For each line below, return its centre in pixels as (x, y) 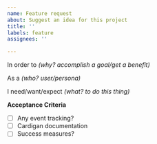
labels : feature (30, 33)
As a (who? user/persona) (44, 78)
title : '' (21, 26)
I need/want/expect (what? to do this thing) (69, 92)
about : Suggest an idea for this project (67, 20)
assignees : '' (28, 39)
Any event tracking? (45, 119)
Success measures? (45, 134)
